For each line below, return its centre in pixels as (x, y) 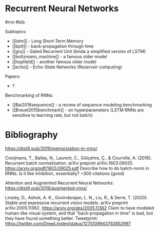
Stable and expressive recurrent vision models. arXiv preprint (67, 203)
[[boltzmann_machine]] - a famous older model (60, 56)
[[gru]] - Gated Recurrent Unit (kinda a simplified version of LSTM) (79, 51)
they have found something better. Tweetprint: (52, 218)
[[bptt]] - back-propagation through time (53, 46)
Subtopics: (16, 31)
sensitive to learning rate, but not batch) (52, 115)
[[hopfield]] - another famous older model (54, 62)
